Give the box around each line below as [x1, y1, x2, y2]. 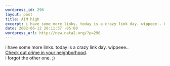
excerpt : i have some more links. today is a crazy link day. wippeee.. [5, 21, 162, 26]
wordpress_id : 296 [5, 7, 44, 12]
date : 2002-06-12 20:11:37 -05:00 [5, 26, 78, 31]
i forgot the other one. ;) [5, 55, 55, 60]
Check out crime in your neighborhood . [5, 49, 88, 55]
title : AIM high [5, 16, 39, 21]
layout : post [5, 12, 33, 17]
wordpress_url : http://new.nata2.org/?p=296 [5, 30, 101, 35]
